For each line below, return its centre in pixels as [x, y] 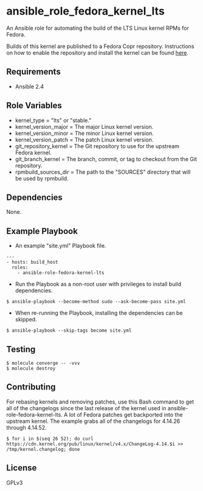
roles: [20, 268]
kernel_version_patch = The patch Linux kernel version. [84, 139]
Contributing [31, 387]
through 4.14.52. [26, 427]
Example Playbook [42, 231]
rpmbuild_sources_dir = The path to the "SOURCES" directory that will [103, 172]
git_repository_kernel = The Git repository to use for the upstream [97, 146]
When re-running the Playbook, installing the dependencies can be [99, 313]
